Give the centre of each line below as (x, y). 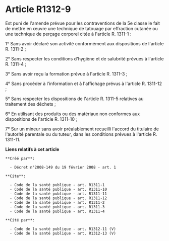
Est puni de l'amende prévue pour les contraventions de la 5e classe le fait (83, 23)
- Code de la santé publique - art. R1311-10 (59, 189)
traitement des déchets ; (31, 104)
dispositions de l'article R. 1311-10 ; (41, 119)
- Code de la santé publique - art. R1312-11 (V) (63, 229)
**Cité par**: (20, 220)
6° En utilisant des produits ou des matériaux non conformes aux (73, 114)
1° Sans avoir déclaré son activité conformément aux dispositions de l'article (84, 43)
